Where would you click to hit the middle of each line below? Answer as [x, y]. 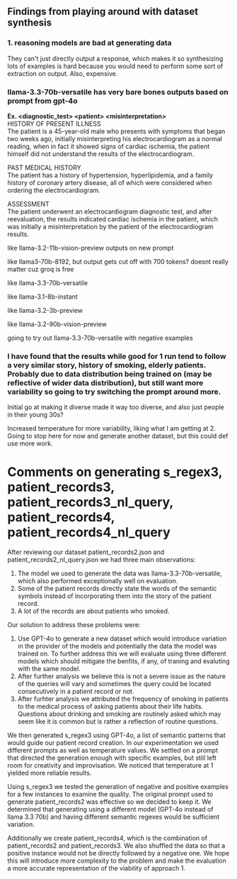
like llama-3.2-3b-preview [45, 310]
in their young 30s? [35, 415]
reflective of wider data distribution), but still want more [105, 382]
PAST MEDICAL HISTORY [44, 167]
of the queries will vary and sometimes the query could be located [114, 684]
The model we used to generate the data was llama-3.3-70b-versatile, [120, 573]
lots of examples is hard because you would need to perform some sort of [115, 66]
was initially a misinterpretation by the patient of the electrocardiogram [110, 226]
